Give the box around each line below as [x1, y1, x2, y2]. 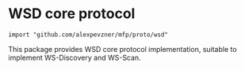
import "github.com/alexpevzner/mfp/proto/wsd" [8, 31, 169, 39]
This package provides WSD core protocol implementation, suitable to [8, 44, 237, 53]
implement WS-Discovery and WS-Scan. [8, 53, 141, 62]
